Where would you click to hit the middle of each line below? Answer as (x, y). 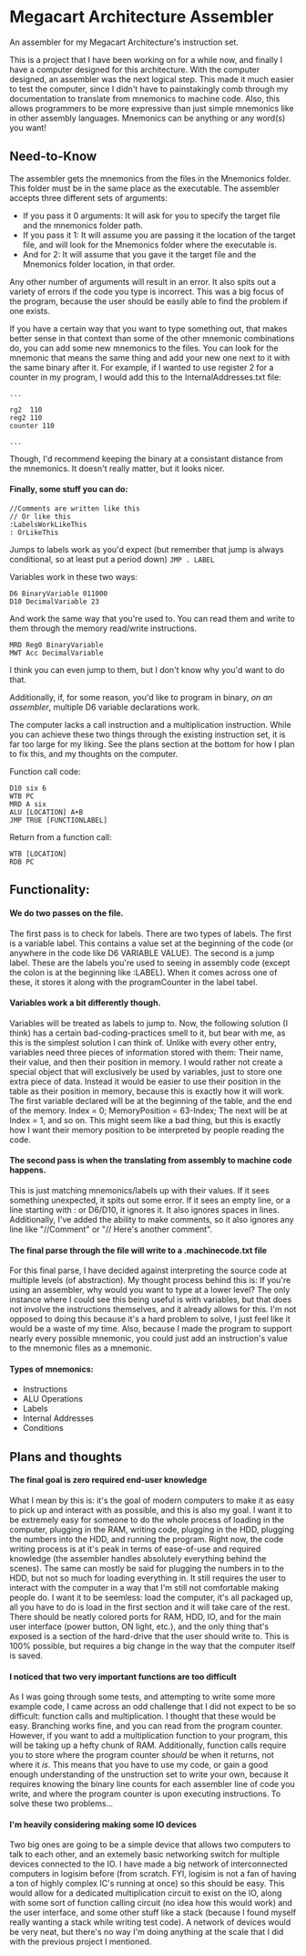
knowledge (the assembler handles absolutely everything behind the (138, 1558)
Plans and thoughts (66, 1457)
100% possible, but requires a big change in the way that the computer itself (153, 1646)
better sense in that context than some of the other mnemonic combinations (152, 338)
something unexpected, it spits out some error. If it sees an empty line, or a (150, 1200)
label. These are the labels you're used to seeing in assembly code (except (150, 962)
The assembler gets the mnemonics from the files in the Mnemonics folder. (150, 178)
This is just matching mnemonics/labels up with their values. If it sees (140, 1190)
